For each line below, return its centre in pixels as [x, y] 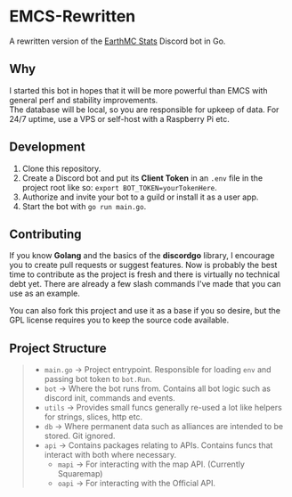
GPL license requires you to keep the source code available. [119, 320]
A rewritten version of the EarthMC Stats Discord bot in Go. [118, 41]
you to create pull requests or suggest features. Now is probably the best [143, 265]
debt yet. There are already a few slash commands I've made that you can [145, 284]
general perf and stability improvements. [84, 100]
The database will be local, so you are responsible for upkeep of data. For [144, 110]
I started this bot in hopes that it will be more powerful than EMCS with [138, 90]
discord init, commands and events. [109, 398]
